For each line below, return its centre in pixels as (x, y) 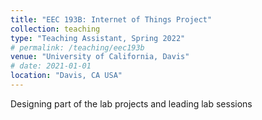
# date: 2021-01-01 (51, 66)
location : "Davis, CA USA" (66, 76)
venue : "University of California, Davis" (100, 57)
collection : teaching (55, 29)
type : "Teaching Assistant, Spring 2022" (98, 38)
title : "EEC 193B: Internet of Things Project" (111, 19)
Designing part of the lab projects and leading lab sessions (131, 103)
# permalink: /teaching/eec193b (77, 47)
